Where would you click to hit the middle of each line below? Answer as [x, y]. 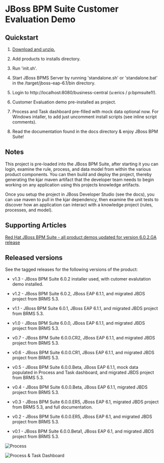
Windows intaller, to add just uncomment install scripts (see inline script [84, 117]
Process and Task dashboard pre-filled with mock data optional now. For [85, 112]
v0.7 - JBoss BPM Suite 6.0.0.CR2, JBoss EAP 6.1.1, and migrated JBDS [83, 338]
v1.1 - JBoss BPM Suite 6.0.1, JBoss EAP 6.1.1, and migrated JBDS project [85, 309]
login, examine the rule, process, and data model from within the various [78, 169]
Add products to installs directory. [46, 59]
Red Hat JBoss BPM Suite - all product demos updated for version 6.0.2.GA [81, 237]
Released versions [34, 258]
